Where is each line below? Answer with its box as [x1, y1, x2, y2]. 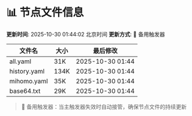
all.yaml [9, 57, 32, 66]
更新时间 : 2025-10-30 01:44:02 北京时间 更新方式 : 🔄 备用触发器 [6, 30, 165, 38]
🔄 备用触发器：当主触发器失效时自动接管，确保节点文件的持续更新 [21, 103, 187, 110]
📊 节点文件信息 [6, 5, 84, 19]
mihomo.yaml [9, 77, 48, 85]
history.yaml [9, 67, 44, 75]
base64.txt [9, 86, 41, 95]
